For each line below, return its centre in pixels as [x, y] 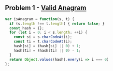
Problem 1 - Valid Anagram [46, 8]
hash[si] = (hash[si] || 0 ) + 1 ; [47, 46]
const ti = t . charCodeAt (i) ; [43, 42]
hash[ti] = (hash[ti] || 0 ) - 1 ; [47, 50]
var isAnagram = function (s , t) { [40, 19]
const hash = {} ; [27, 28]
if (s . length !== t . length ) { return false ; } [57, 24]
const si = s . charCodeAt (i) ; [43, 37]
